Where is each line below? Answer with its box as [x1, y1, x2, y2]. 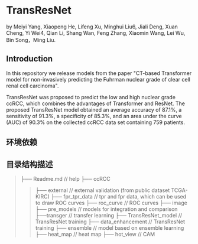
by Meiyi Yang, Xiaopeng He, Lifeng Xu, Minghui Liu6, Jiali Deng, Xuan [6, 23, 178, 30]
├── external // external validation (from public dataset [35, 187, 170, 194]
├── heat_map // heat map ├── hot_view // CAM [35, 230, 155, 238]
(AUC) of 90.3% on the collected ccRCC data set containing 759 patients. [6, 119, 185, 126]
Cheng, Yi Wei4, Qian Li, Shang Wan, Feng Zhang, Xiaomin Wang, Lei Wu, [6, 29, 186, 36]
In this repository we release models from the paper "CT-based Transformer [6, 69, 192, 77]
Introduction [6, 54, 53, 64]
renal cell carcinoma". [6, 82, 59, 89]
